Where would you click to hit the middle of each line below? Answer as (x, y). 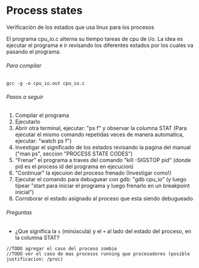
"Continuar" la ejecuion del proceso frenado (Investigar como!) (93, 173)
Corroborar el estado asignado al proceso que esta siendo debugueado (104, 199)
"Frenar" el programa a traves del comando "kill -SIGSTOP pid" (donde (103, 160)
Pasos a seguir (25, 96)
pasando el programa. (34, 51)
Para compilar (24, 65)
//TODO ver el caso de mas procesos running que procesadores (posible (98, 254)
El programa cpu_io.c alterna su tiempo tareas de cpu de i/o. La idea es (95, 39)
